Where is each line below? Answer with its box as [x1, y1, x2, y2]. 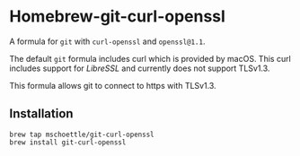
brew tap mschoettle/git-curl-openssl [9, 130, 154, 139]
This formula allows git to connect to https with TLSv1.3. [9, 80, 217, 91]
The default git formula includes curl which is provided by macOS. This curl [9, 53, 292, 64]
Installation [9, 106, 74, 122]
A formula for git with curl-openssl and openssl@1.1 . [9, 36, 206, 47]
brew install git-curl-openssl [9, 137, 127, 147]
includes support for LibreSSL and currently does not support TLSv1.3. [9, 63, 270, 74]
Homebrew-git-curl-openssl [9, 6, 226, 27]
